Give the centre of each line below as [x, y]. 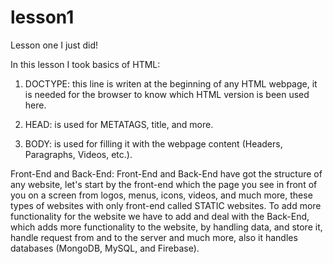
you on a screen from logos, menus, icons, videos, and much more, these [161, 195]
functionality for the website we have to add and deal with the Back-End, [160, 216]
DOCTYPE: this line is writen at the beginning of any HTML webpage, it [171, 83]
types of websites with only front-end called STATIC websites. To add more [166, 205]
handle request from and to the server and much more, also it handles [154, 237]
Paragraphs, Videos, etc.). [78, 154]
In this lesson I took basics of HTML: [85, 64]
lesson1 [42, 17]
